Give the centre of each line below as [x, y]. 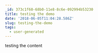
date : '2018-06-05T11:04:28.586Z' [40, 18]
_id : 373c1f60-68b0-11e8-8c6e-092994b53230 [49, 9]
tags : [10, 27]
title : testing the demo [30, 14]
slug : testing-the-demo [29, 23]
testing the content [24, 46]
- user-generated [27, 32]
